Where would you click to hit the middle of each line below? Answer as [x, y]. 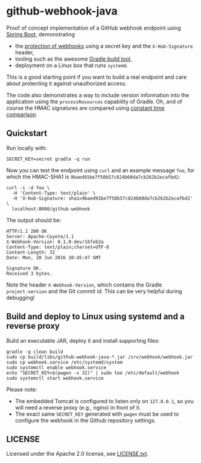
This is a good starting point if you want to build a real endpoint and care [97, 77]
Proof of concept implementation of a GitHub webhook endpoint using [94, 28]
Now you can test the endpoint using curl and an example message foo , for [101, 170]
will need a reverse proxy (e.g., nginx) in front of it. [78, 407]
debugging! [21, 297]
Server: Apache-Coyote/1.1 [40, 236]
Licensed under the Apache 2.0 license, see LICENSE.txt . [78, 454]
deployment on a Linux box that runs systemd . [72, 65]
